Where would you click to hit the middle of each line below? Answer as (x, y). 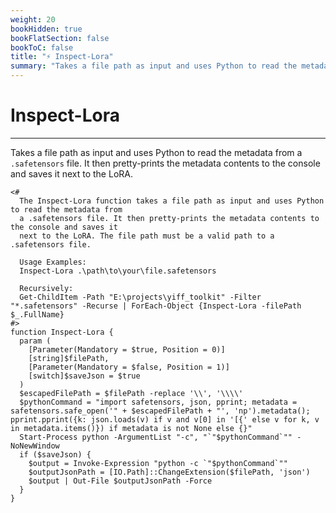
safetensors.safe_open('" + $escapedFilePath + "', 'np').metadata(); (160, 411)
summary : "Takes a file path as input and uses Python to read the (154, 66)
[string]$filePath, (69, 358)
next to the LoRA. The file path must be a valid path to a (147, 236)
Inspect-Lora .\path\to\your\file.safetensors (118, 271)
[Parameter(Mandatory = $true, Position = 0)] (127, 349)
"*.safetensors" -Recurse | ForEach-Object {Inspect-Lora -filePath (156, 306)
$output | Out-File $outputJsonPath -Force (120, 481)
